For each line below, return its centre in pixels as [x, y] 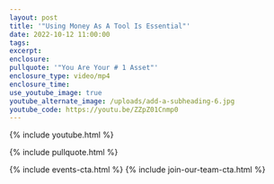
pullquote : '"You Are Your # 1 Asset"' [84, 68]
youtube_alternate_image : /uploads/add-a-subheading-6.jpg [122, 101]
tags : [19, 43]
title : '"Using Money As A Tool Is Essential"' [100, 26]
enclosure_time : [40, 84]
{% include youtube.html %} [62, 135]
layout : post [34, 18]
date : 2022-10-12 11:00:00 [60, 34]
